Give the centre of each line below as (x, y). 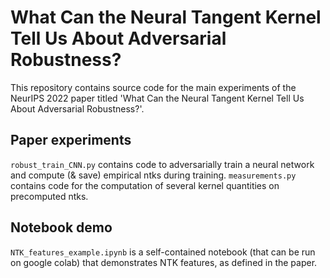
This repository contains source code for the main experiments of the (153, 87)
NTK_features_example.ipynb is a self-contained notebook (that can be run (163, 252)
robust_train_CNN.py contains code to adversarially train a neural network (162, 164)
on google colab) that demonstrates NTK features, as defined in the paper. (164, 262)
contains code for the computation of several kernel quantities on (145, 185)
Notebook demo (61, 227)
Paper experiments (71, 140)
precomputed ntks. (49, 196)
